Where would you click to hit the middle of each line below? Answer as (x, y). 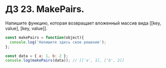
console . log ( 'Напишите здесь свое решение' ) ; (58, 42)
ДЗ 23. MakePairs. (45, 9)
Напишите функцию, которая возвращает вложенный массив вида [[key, (83, 23)
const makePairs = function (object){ (45, 37)
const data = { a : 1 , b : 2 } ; (37, 56)
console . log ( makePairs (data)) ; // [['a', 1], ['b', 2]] (65, 60)
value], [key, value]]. (26, 28)
